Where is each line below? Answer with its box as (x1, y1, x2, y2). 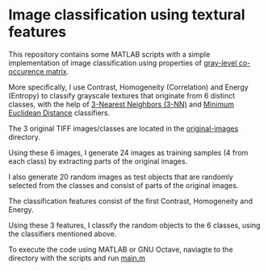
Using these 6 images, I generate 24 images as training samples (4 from (8, 148, 249, 157)
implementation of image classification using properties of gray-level (8, 58, 237, 68)
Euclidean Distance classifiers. (8, 107, 111, 118)
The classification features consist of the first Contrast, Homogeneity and (8, 196, 253, 206)
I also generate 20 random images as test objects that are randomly (8, 172, 234, 181)
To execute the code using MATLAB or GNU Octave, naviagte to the (8, 244, 233, 254)
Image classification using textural (8, 6, 245, 24)
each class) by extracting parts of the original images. (8, 156, 188, 166)
